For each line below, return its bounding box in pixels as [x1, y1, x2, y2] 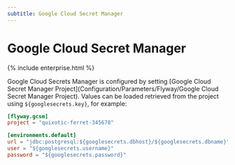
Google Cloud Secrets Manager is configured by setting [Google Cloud [7, 77, 211, 85]
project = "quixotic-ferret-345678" [7, 120, 114, 127]
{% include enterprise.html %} [7, 64, 95, 72]
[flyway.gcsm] [7, 113, 49, 120]
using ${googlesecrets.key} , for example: [7, 99, 127, 108]
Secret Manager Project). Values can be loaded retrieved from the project [7, 92, 219, 100]
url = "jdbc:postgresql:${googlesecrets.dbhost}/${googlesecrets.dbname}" [7, 138, 230, 145]
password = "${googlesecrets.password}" [7, 151, 127, 158]
